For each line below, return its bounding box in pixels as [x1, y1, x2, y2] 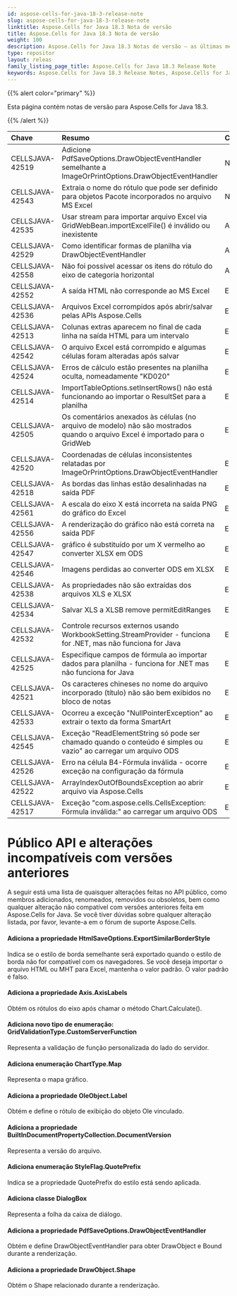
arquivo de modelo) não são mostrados [61, 420, 192, 430]
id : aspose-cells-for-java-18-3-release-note [7, 10, 143, 18]
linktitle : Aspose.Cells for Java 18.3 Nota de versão [7, 23, 172, 30]
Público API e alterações [7, 835, 153, 850]
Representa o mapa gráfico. [7, 1075, 88, 1084]
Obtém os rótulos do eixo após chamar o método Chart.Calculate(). [7, 1004, 202, 1013]
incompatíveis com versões [7, 850, 173, 866]
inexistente [61, 229, 98, 239]
